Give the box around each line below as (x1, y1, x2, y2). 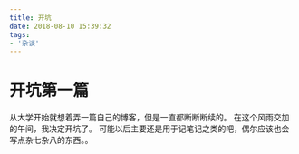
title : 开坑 (9, 13, 52, 23)
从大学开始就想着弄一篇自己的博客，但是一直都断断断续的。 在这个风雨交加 (9, 112, 290, 123)
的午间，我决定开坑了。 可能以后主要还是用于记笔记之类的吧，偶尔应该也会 (9, 123, 290, 134)
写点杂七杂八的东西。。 (9, 135, 93, 146)
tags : (9, 30, 30, 39)
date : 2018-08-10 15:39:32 (9, 22, 111, 31)
